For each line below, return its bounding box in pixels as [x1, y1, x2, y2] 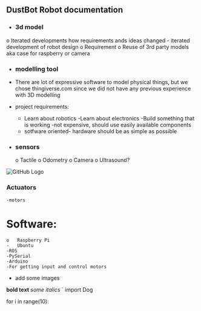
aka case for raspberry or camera [6, 50, 90, 57]
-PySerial [6, 253, 31, 259]
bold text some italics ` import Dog [6, 286, 93, 293]
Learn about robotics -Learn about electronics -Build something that [24, 114, 195, 122]
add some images [15, 274, 60, 281]
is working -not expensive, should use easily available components [24, 121, 192, 128]
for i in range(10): [6, 298, 50, 305]
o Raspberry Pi [6, 237, 50, 243]
